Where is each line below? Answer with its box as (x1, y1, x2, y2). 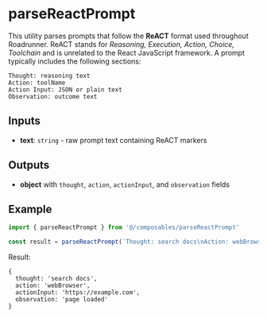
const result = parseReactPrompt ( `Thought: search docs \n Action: (8, 238, 229, 246)
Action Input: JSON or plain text (8, 85, 123, 94)
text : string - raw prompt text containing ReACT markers (19, 135, 207, 145)
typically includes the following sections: (8, 56, 141, 66)
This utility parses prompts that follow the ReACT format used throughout (8, 31, 249, 41)
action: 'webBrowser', (15, 281, 91, 290)
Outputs (8, 158, 50, 172)
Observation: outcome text (8, 92, 98, 100)
